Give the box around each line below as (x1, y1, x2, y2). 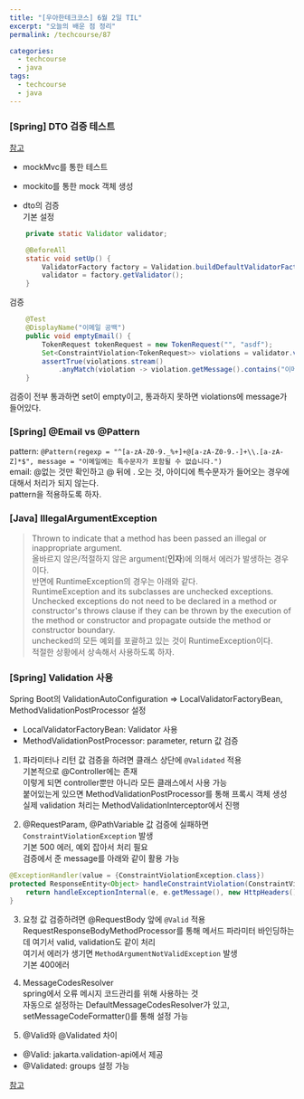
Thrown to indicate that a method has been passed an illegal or (31, 533, 267, 544)
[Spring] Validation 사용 (9, 671, 113, 684)
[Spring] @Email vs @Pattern (9, 426, 140, 439)
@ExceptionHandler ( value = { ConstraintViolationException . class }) (9, 871, 265, 880)
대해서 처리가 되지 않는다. (9, 478, 100, 488)
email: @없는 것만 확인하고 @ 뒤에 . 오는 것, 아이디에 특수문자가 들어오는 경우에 (9, 467, 290, 478)
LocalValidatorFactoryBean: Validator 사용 (22, 725, 178, 735)
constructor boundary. (31, 624, 116, 635)
